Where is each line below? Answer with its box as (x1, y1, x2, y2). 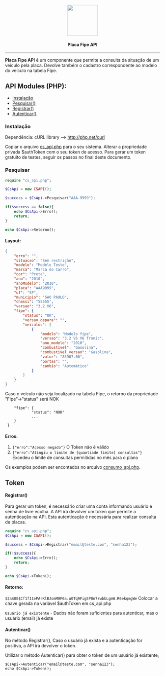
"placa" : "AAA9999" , (14, 285, 56, 291)
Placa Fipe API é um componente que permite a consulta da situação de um (5, 57, 160, 63)
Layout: (5, 238, 21, 244)
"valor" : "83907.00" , (40, 354, 84, 359)
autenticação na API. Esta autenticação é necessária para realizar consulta (5, 514, 157, 520)
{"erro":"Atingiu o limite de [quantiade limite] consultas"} (12, 451, 142, 455)
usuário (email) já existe (5, 615, 54, 621)
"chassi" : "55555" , (14, 299, 54, 304)
